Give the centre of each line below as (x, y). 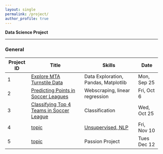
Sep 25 (147, 82)
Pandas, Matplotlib (106, 82)
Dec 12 (147, 144)
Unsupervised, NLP (106, 127)
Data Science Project (27, 33)
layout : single (20, 9)
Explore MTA (46, 76)
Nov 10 (147, 130)
